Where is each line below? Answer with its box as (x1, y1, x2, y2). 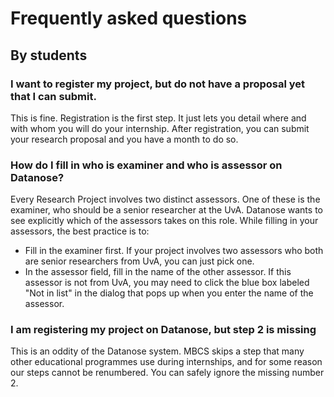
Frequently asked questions (10, 7, 248, 30)
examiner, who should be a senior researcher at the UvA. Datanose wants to (10, 204, 323, 216)
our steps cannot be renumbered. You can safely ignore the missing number (10, 367, 325, 379)
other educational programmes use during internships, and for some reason (10, 356, 323, 368)
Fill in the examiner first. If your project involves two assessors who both (24, 245, 324, 257)
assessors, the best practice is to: (10, 225, 150, 237)
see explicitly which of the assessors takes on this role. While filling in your (10, 215, 319, 227)
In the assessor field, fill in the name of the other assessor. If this (24, 266, 292, 278)
